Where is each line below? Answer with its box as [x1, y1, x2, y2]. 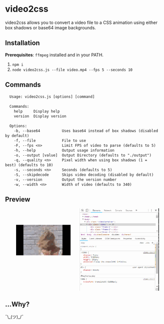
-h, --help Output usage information [14, 148, 115, 153]
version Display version [14, 114, 67, 119]
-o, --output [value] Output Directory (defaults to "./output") [14, 153, 152, 158]
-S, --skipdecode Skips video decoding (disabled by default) [14, 172, 154, 177]
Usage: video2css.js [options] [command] [9, 94, 95, 99]
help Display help [14, 109, 60, 114]
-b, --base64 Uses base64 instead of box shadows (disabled [14, 128, 159, 133]
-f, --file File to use [14, 138, 86, 143]
